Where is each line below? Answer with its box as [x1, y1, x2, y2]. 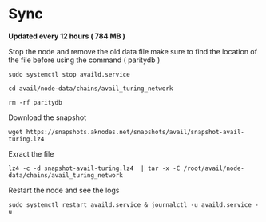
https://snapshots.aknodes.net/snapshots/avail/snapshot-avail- [26, 128, 245, 136]
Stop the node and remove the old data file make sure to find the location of [8, 46, 258, 56]
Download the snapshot [8, 113, 86, 122]
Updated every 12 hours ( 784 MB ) [8, 31, 126, 41]
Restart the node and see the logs [8, 185, 120, 195]
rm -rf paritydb [8, 98, 62, 106]
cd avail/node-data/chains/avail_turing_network [8, 85, 173, 93]
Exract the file [8, 149, 54, 158]
